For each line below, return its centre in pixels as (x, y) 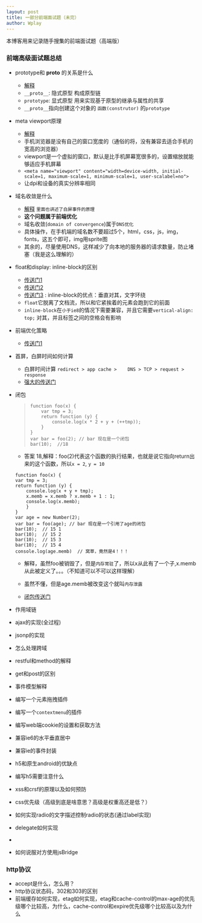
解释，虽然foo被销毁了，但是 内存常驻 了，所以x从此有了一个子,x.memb (110, 563)
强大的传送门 (40, 382)
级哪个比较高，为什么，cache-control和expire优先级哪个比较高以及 (98, 906)
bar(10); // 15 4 (38, 545)
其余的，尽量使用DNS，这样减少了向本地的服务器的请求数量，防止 (106, 246)
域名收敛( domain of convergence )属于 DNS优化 (79, 224)
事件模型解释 (31, 686)
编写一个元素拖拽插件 (41, 699)
